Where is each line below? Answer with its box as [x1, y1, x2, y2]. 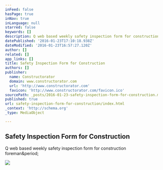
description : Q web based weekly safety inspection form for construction [5, 34, 160, 39]
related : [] [5, 52, 29, 57]
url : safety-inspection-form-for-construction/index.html [5, 101, 125, 106]
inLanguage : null [5, 20, 40, 26]
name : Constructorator [9, 74, 55, 79]
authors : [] [5, 66, 29, 71]
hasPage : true [5, 12, 34, 16]
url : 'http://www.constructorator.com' [9, 83, 90, 88]
